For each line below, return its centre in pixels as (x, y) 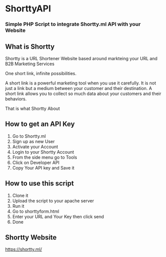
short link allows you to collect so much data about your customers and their (83, 93)
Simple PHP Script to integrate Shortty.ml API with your (73, 24)
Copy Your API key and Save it (43, 168)
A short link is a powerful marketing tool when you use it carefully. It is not (81, 83)
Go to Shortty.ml (29, 136)
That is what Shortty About (33, 108)
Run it (18, 206)
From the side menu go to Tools (45, 157)
